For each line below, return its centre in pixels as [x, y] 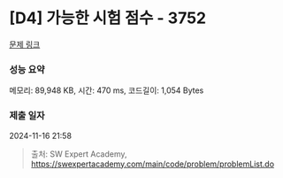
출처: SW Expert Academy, [79, 154]
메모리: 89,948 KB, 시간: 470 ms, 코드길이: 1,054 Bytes [107, 90]
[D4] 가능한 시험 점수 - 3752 [107, 18]
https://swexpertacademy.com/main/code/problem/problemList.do [153, 164]
